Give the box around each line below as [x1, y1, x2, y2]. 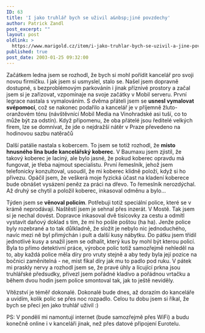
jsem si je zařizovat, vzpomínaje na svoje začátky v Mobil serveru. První [6, 90, 187, 98]
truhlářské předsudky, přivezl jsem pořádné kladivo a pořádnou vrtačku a [6, 270, 190, 277]
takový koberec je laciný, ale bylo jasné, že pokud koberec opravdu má [6, 154, 185, 162]
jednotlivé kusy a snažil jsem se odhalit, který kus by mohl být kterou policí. [6, 238, 196, 245]
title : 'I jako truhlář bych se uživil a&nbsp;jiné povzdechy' [6, 15, 171, 21]
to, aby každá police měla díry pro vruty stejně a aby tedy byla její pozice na [6, 251, 197, 258]
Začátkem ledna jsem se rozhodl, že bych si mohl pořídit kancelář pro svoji [6, 71, 194, 78]
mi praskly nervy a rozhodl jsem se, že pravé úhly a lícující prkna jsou [6, 263, 181, 271]
